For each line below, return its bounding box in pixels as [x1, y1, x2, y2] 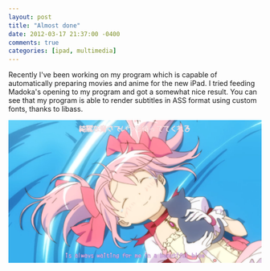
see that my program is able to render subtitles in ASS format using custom [8, 96, 257, 105]
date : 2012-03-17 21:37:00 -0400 [8, 30, 121, 38]
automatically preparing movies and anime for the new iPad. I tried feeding [8, 79, 256, 88]
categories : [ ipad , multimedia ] [8, 47, 117, 55]
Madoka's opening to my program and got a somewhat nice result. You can [8, 87, 257, 96]
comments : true [8, 39, 59, 47]
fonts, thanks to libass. [8, 105, 84, 114]
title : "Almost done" [8, 21, 81, 30]
